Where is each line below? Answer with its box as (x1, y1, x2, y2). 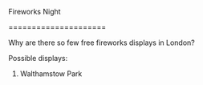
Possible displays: (8, 54, 68, 63)
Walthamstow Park (19, 69, 83, 79)
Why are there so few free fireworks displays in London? (8, 38, 195, 47)
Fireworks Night (8, 7, 62, 16)
